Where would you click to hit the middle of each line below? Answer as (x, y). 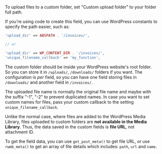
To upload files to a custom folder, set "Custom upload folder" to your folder (81, 7)
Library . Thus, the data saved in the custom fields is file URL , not (70, 127)
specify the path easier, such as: (37, 27)
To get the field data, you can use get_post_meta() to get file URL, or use (77, 141)
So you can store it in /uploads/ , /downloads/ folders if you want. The (74, 72)
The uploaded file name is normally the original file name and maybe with (78, 92)
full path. (14, 12)
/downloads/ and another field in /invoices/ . (49, 82)
